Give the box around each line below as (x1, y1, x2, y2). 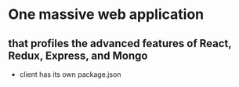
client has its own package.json (19, 70, 121, 79)
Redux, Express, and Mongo (8, 49, 148, 62)
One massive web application (8, 5, 205, 24)
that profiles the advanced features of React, (8, 37, 232, 50)
